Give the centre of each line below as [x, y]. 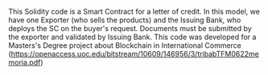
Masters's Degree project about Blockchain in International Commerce [125, 45]
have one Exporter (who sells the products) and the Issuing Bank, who [125, 20]
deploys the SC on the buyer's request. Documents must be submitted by [130, 28]
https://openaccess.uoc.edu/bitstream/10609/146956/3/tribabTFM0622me [135, 54]
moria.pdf [25, 62]
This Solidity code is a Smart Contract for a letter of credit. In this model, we [134, 12]
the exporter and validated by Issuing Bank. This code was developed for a [132, 37]
